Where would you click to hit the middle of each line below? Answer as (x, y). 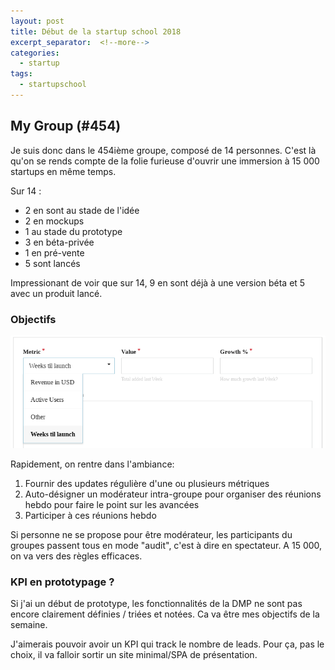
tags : (21, 74)
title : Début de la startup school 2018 (96, 31)
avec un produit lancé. (56, 293)
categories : (35, 53)
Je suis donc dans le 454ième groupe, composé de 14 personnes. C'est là (163, 150)
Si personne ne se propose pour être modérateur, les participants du (151, 534)
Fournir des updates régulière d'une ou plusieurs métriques (147, 483)
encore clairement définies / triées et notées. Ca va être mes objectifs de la (165, 614)
